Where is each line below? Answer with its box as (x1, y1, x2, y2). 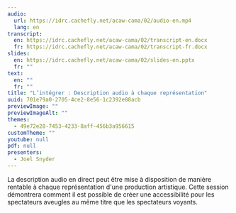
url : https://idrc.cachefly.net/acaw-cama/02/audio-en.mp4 (13, 17, 192, 24)
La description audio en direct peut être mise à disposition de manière (7, 175, 212, 183)
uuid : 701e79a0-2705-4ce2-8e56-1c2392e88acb (7, 97, 141, 104)
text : (7, 70, 23, 77)
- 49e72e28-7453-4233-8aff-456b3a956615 (13, 122, 135, 130)
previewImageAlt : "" (7, 109, 69, 116)
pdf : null (7, 143, 37, 150)
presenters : (7, 149, 43, 156)
